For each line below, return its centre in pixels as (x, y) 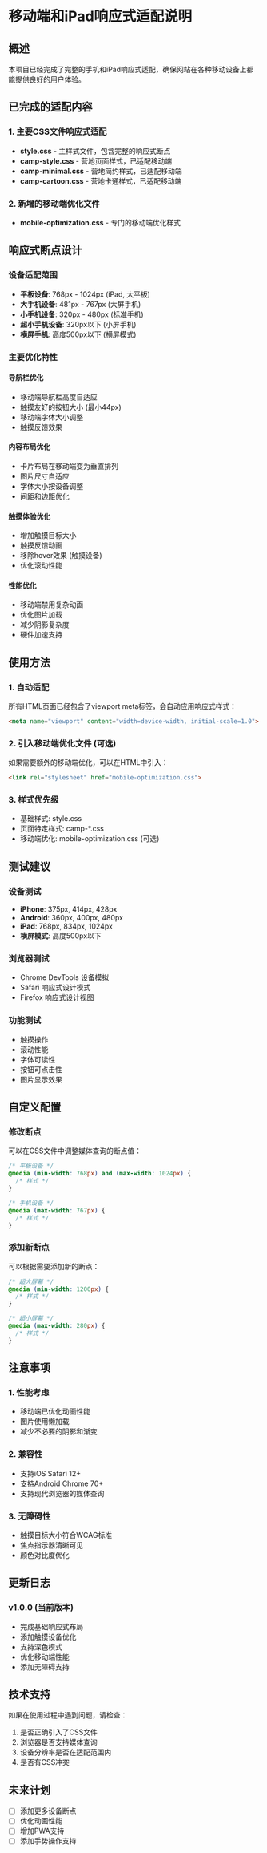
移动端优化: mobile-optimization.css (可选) (90, 839)
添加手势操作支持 (48, 1841)
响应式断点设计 (45, 251)
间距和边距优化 (44, 496)
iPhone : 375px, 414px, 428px (68, 909)
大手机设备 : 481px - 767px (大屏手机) (80, 304)
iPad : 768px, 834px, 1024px (66, 926)
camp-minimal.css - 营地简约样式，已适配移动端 (101, 171)
